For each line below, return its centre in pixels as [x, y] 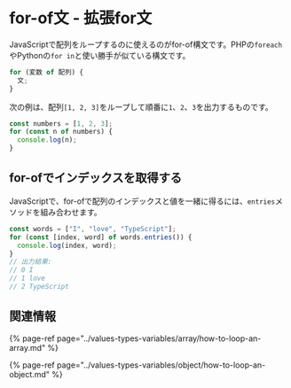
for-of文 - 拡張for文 [81, 18]
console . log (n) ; [47, 140]
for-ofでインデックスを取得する [95, 178]
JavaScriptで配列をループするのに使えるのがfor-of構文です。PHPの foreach [145, 44]
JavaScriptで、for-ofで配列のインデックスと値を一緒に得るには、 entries [142, 201]
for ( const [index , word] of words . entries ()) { [101, 237]
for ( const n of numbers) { [61, 132]
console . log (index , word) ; [67, 245]
